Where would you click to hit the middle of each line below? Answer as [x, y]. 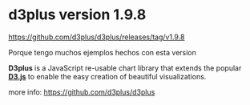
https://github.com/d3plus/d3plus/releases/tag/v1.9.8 [97, 37]
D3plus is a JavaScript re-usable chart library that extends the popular [125, 68]
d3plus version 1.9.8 [77, 15]
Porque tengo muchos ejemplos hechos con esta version [102, 52]
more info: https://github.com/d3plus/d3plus [82, 92]
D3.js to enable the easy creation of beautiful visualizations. [107, 76]
